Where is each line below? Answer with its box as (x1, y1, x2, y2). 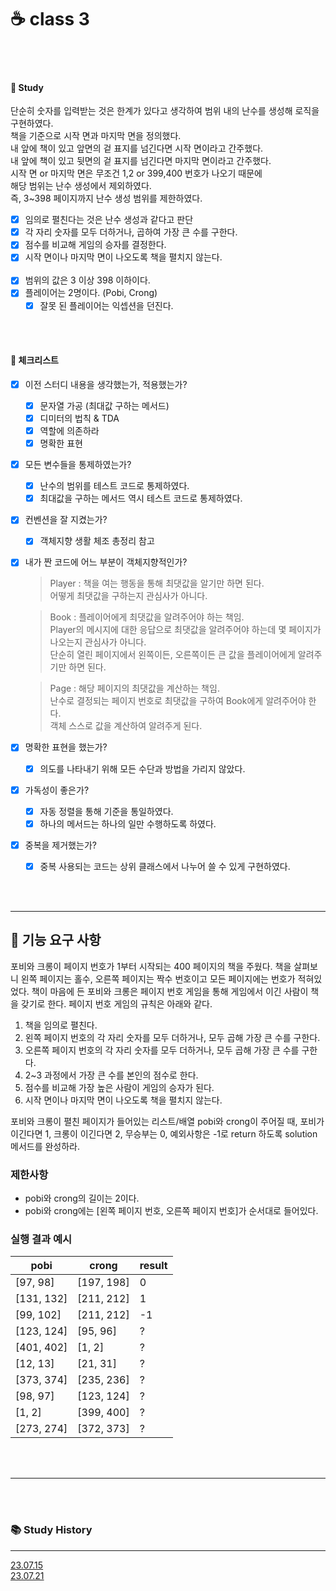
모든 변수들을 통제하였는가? (24, 459, 132, 471)
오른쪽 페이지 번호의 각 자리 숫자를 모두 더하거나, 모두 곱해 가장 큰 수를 (24, 1044, 300, 1056)
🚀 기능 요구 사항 (10, 932, 102, 949)
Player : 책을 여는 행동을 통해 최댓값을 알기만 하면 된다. (49, 577, 265, 590)
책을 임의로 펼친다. (24, 1019, 98, 1031)
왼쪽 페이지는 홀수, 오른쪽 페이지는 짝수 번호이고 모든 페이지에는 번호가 (20, 972, 296, 985)
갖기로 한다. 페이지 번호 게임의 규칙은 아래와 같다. (20, 997, 213, 1010)
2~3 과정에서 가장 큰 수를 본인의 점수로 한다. (24, 1069, 199, 1081)
